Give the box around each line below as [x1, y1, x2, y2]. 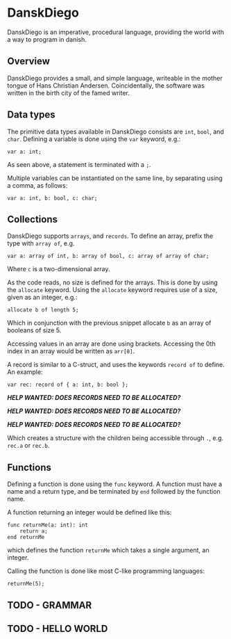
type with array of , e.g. [7, 239, 75, 248]
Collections [7, 213, 58, 225]
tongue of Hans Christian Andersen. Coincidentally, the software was [7, 81, 205, 90]
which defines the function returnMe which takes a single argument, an [7, 546, 209, 554]
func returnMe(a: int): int [7, 521, 89, 529]
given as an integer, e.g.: [7, 293, 78, 302]
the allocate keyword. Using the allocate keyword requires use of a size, [7, 286, 218, 294]
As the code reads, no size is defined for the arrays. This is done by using [7, 278, 219, 286]
